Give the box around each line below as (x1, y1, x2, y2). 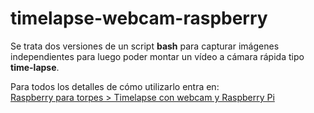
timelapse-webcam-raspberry (10, 7, 268, 30)
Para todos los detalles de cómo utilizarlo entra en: (10, 80, 220, 92)
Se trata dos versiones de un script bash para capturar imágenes (10, 40, 280, 52)
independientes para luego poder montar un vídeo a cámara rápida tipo (10, 50, 305, 62)
